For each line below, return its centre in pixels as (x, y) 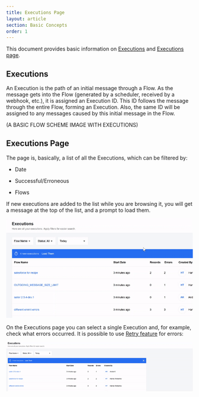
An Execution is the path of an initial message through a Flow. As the (90, 88)
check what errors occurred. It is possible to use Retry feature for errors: (95, 334)
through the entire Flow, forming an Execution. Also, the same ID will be (93, 107)
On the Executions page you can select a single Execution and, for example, (99, 327)
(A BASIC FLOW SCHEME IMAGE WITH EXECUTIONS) (72, 125)
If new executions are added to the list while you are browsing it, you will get (99, 204)
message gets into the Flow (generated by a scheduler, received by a (90, 94)
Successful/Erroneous (42, 180)
